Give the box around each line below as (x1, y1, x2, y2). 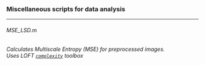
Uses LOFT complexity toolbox (6, 52, 84, 59)
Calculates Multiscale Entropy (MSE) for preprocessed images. (6, 45, 165, 53)
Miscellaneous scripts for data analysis (6, 5, 126, 13)
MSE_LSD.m (6, 26, 37, 33)
